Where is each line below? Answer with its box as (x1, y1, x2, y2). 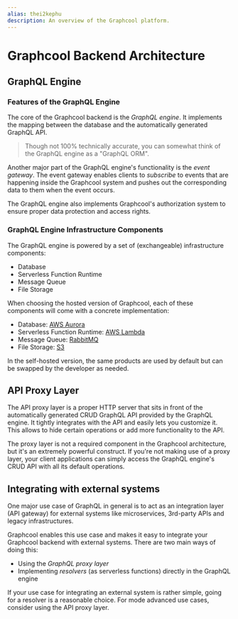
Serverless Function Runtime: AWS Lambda (17, 327, 146, 336)
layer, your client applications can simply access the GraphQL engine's (7, 455, 215, 464)
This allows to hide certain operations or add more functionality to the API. (7, 426, 225, 434)
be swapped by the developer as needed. (7, 363, 129, 373)
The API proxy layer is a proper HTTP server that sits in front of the (7, 403, 204, 412)
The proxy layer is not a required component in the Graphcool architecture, (7, 439, 227, 448)
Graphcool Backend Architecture (7, 48, 206, 64)
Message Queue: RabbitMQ (17, 335, 99, 344)
